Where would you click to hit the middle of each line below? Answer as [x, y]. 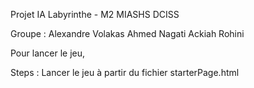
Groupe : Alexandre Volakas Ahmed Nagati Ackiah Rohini [127, 33]
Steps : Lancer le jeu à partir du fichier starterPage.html [125, 72]
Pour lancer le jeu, [47, 53]
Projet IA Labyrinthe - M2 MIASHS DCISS [95, 14]
